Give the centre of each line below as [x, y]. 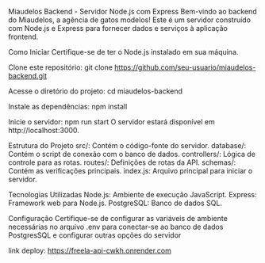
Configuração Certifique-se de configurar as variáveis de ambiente [118, 218]
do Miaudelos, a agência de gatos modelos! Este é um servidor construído [130, 20]
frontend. [23, 36]
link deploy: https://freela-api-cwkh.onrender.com [90, 250]
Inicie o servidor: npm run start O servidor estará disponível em [112, 122]
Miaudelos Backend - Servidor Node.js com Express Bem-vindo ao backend [132, 11]
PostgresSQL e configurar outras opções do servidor [95, 235]
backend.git [28, 76]
